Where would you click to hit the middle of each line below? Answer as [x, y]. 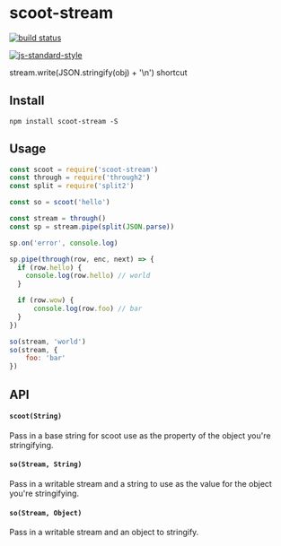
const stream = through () [57, 219]
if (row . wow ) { [46, 300]
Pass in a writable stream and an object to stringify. [104, 533]
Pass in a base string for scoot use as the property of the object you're [140, 435]
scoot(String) [36, 416]
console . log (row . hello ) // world [88, 276]
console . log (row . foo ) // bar [88, 309]
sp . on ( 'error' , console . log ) [64, 243]
